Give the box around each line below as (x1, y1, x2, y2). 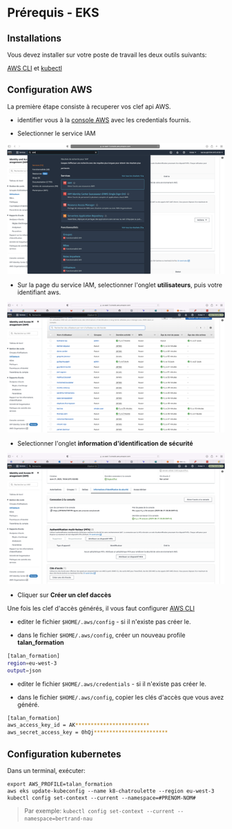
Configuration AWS (7, 84, 93, 96)
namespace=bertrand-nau (23, 815, 93, 822)
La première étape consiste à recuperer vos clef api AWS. (7, 102, 171, 111)
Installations (7, 32, 62, 44)
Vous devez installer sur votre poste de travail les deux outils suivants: (7, 50, 207, 59)
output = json (7, 667, 41, 674)
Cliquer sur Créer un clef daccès (17, 591, 112, 599)
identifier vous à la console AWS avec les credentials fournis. (17, 115, 191, 124)
